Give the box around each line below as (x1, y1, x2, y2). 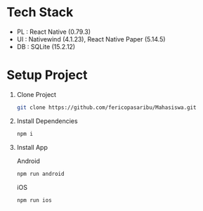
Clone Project (16, 90, 57, 98)
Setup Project (6, 68, 89, 83)
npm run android (16, 170, 65, 177)
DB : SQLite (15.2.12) (16, 42, 75, 51)
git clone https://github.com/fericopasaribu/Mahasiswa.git (16, 103, 197, 111)
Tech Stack (6, 4, 74, 20)
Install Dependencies (16, 117, 78, 125)
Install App (16, 143, 48, 151)
